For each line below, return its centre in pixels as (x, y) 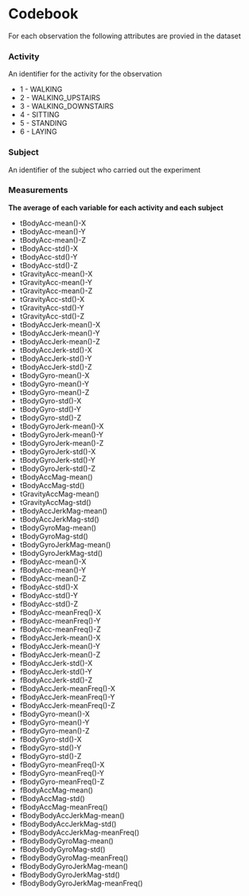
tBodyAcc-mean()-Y (53, 231)
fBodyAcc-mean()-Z (53, 578)
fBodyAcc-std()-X (49, 587)
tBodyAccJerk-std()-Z (56, 366)
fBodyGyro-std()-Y (51, 747)
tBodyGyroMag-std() (54, 536)
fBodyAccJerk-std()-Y (56, 671)
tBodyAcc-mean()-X (53, 223)
